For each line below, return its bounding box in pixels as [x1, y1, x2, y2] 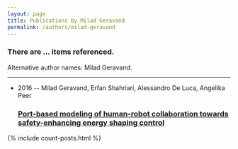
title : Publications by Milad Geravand [7, 17, 125, 24]
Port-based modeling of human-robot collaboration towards [17, 109, 229, 118]
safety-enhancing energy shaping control [17, 118, 165, 128]
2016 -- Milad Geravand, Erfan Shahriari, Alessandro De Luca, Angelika [17, 83, 225, 92]
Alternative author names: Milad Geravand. [7, 63, 132, 72]
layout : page [7, 10, 46, 18]
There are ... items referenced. [7, 47, 115, 57]
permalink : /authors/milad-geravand [7, 23, 115, 31]
